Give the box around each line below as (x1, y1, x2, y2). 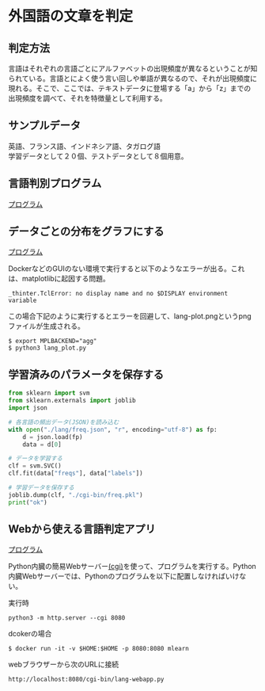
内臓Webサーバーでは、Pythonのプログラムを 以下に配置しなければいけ (8, 571, 240, 581)
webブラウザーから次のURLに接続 (8, 659, 119, 670)
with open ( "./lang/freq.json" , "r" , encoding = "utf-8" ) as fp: (8, 426, 218, 433)
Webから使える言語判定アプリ (8, 522, 156, 536)
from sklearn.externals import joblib (8, 397, 136, 405)
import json (8, 404, 47, 412)
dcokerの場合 (8, 629, 52, 639)
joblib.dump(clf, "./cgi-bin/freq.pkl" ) (8, 491, 144, 499)
